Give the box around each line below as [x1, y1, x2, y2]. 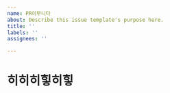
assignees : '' [7, 36, 48, 42]
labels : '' [7, 29, 38, 36]
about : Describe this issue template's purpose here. [7, 16, 165, 23]
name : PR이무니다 [7, 10, 51, 17]
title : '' [7, 23, 36, 29]
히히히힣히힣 [7, 73, 74, 89]
